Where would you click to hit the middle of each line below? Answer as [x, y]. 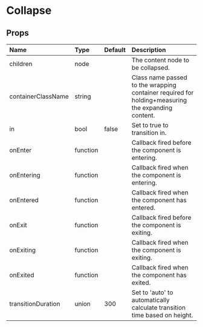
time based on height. [162, 315]
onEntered [24, 200]
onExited [22, 275]
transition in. [149, 133]
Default [115, 50]
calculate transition [159, 308]
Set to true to [150, 125]
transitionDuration [35, 304]
